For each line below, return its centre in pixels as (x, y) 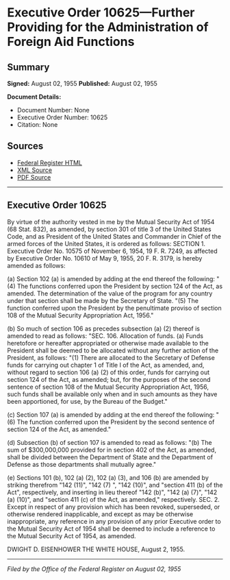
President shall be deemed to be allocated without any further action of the (113, 350)
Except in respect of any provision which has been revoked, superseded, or (114, 507)
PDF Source (34, 177)
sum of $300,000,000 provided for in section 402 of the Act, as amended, (112, 450)
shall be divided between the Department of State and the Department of (110, 457)
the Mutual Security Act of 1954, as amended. (72, 535)
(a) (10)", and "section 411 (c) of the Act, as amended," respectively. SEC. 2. (114, 499)
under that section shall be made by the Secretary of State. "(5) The (103, 300)
